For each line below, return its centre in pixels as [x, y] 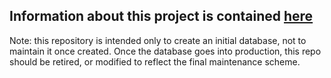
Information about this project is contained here [161, 16]
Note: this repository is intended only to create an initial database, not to [158, 40]
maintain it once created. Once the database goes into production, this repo [165, 51]
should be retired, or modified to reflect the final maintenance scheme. [155, 61]
